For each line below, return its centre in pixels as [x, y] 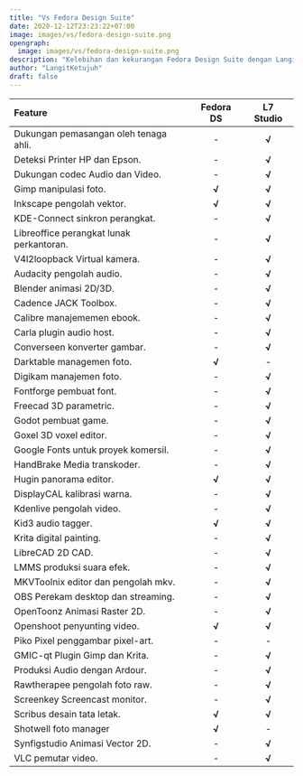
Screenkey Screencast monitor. [80, 699]
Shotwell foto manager [62, 728]
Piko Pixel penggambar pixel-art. [84, 640]
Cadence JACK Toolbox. [65, 303]
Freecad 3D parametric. [64, 406]
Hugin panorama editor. [64, 479]
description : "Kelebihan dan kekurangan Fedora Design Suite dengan [141, 60]
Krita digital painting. [58, 538]
